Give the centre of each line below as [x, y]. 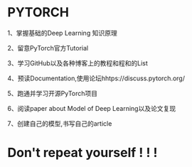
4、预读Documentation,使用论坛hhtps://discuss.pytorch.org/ [96, 78]
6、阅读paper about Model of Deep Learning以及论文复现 [92, 108]
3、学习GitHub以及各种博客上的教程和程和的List [78, 63]
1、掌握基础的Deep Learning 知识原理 [62, 33]
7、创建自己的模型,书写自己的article [60, 123]
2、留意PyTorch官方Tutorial [48, 48]
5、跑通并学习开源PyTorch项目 [53, 93]
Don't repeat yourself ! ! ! [82, 153]
